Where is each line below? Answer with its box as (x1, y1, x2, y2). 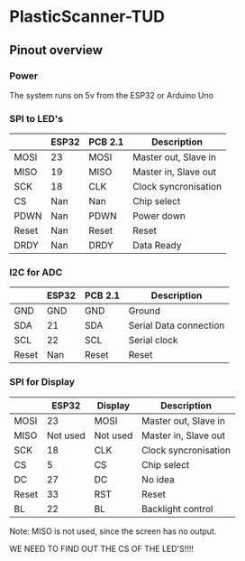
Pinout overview (9, 42, 104, 58)
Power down (132, 210, 186, 222)
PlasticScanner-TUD (9, 6, 165, 27)
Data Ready (132, 239, 182, 252)
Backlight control (141, 502, 213, 515)
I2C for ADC (9, 266, 63, 279)
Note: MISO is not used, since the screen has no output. (9, 526, 217, 537)
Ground (128, 304, 160, 317)
